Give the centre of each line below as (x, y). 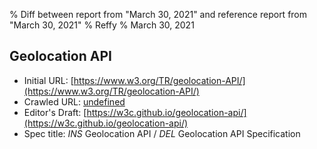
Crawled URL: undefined (74, 101)
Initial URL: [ (48, 80)
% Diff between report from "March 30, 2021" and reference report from (158, 14)
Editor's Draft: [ (55, 112)
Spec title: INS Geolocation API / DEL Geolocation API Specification (162, 133)
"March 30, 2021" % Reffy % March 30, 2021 (102, 25)
